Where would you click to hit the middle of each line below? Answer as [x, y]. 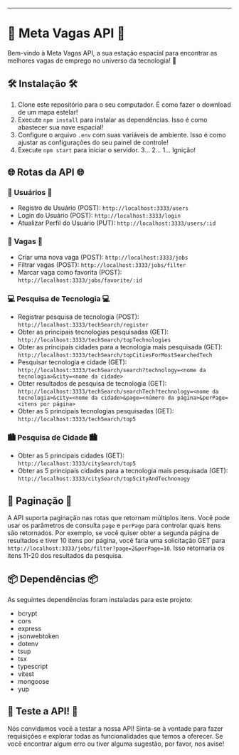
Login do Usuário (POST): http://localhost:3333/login [99, 216]
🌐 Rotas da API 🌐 [46, 173]
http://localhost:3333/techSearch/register [83, 325]
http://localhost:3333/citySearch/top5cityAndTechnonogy [104, 479]
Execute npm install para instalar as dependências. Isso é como [112, 120]
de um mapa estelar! [48, 112]
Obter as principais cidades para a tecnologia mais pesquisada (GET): [120, 347]
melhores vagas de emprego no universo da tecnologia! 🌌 [92, 60]
